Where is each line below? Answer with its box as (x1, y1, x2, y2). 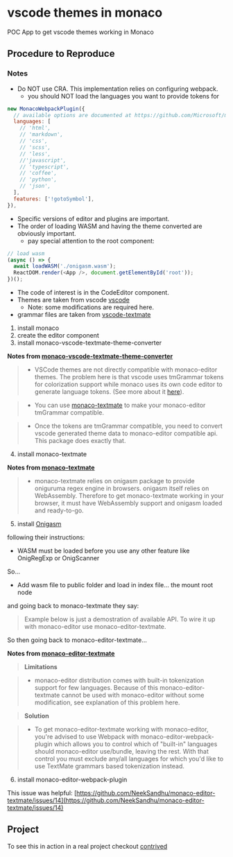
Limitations (24, 663, 58, 670)
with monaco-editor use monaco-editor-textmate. (24, 623, 166, 630)
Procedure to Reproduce (7, 48, 115, 60)
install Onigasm (17, 520, 62, 528)
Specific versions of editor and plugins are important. (17, 214, 170, 223)
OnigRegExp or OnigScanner (17, 554, 100, 562)
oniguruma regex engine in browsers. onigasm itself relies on (34, 484, 209, 492)
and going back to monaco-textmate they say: (7, 602, 139, 609)
